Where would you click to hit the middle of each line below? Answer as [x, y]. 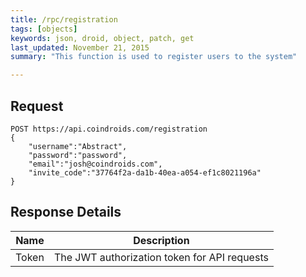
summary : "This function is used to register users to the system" [154, 57]
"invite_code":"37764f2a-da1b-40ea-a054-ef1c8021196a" [145, 172]
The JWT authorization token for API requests [161, 257]
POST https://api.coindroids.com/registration [109, 129]
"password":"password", [78, 155]
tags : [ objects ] [44, 29]
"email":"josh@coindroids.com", [95, 164]
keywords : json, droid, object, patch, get [102, 38]
